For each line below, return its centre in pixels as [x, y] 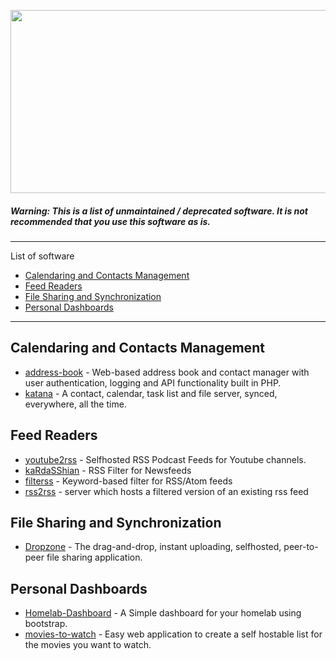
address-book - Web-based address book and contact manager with [167, 372]
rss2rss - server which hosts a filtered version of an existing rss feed [166, 491]
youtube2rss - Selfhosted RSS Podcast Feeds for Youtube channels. [165, 459]
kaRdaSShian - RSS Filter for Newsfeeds [108, 470]
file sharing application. [94, 557]
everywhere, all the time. [75, 404]
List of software [42, 256]
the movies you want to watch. [88, 645]
